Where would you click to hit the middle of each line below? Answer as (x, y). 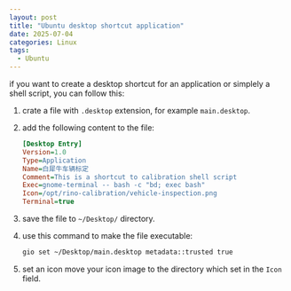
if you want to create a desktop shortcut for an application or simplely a (140, 84)
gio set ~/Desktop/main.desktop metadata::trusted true (127, 252)
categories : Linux (43, 42)
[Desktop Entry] (52, 144)
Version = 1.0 (44, 152)
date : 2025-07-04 (41, 34)
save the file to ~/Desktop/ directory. (88, 219)
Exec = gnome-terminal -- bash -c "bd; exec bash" (114, 185)
